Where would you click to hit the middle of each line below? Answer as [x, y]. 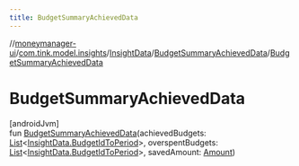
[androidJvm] [35, 123]
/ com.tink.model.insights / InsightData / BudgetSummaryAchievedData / [143, 52]
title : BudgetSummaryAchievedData [74, 17]
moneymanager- [45, 43]
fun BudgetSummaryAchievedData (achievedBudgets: [108, 133]
